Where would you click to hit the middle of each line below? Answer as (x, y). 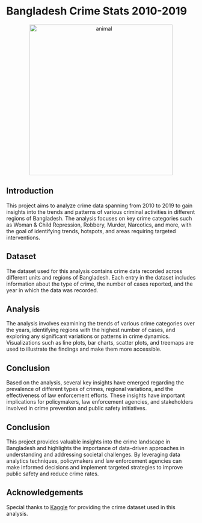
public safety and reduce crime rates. (53, 474)
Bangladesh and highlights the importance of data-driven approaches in (96, 448)
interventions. (23, 237)
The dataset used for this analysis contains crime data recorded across (94, 271)
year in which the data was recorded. (52, 290)
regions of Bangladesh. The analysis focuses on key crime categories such (99, 218)
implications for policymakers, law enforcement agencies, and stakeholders (100, 402)
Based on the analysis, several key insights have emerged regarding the (95, 383)
